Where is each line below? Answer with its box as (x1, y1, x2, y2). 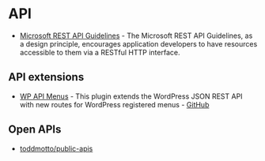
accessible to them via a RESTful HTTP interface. (19, 47, 180, 57)
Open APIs (8, 123, 62, 137)
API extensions (8, 70, 85, 84)
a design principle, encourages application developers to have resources (19, 39, 258, 48)
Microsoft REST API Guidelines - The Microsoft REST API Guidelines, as (19, 31, 253, 40)
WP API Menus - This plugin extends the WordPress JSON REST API (19, 92, 243, 101)
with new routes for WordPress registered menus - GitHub (19, 99, 210, 109)
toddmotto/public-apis (19, 144, 93, 153)
